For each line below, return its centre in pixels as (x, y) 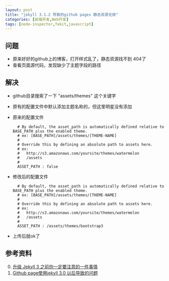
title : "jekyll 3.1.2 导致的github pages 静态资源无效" (62, 15)
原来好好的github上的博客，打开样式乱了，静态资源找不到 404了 (79, 59)
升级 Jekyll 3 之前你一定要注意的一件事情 (55, 266)
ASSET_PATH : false (38, 167)
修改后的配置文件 (30, 176)
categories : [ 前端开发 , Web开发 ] (37, 19)
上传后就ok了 (26, 236)
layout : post (19, 10)
